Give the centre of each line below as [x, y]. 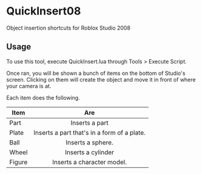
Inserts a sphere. [89, 142]
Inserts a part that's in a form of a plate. [89, 132]
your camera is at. [29, 86]
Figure [19, 162]
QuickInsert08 [44, 11]
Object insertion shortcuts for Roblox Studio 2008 [68, 28]
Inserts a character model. [90, 162]
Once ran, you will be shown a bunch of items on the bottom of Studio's [96, 73]
